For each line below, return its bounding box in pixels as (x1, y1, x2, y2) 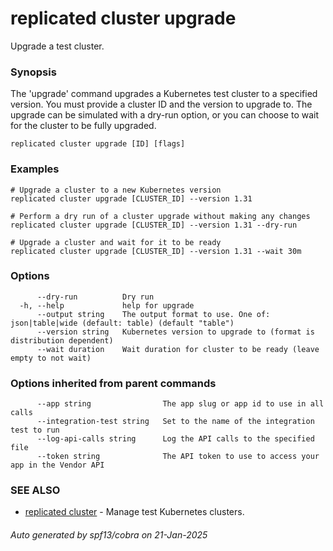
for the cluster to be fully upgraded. (10, 120, 157, 132)
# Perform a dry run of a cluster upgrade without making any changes (10, 211, 311, 221)
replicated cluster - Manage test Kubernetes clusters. (24, 506, 245, 518)
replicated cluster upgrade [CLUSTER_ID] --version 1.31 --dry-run (10, 220, 298, 230)
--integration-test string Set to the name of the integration (36, 417, 315, 427)
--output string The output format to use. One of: (36, 309, 271, 319)
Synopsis (10, 65, 57, 79)
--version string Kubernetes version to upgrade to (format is (36, 327, 315, 337)
